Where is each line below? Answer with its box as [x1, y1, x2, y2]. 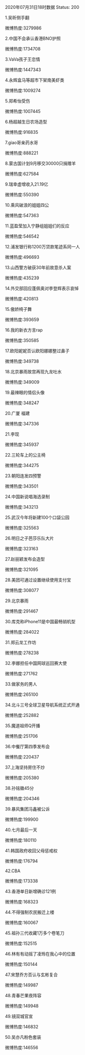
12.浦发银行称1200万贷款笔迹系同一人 [5, 244, 80, 249]
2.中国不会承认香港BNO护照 [5, 36, 61, 41]
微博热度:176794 [5, 858, 38, 864]
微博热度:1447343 [5, 67, 41, 73]
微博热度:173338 [5, 878, 38, 883]
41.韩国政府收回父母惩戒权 [5, 848, 58, 854]
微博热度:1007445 [5, 108, 41, 114]
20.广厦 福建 [5, 411, 30, 416]
